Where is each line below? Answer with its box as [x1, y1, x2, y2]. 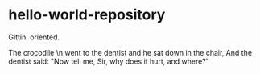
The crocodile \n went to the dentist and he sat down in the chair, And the [8, 47, 252, 57]
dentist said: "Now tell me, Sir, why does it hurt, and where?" [8, 56, 209, 66]
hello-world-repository [8, 6, 166, 24]
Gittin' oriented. [8, 32, 60, 42]
